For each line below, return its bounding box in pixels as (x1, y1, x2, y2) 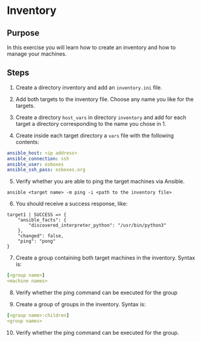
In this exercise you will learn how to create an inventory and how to (7, 44, 176, 51)
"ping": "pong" (18, 238, 56, 245)
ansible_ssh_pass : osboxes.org (7, 167, 86, 173)
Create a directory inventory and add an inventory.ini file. (15, 84, 162, 91)
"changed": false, (18, 233, 64, 239)
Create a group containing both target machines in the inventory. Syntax (15, 254, 196, 261)
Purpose (7, 28, 40, 38)
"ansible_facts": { (18, 217, 67, 223)
